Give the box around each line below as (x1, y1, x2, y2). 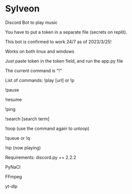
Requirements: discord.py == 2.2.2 (5, 154, 76, 160)
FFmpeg (5, 174, 22, 180)
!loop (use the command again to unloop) (5, 125, 90, 131)
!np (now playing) (5, 145, 41, 151)
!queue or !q (5, 135, 30, 141)
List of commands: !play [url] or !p (5, 77, 74, 83)
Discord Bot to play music (5, 19, 58, 25)
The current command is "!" (5, 68, 62, 74)
